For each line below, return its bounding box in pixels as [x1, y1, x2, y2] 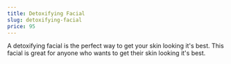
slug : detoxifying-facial [7, 17, 82, 23]
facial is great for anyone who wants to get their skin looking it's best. [7, 49, 206, 57]
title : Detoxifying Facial [7, 10, 85, 17]
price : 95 [7, 23, 36, 30]
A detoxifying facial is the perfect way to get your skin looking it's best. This [7, 42, 224, 50]
